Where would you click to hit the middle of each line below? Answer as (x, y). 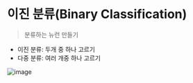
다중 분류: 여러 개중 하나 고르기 (59, 58)
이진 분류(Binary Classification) (97, 14)
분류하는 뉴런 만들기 (51, 35)
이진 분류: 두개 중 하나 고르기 (56, 49)
